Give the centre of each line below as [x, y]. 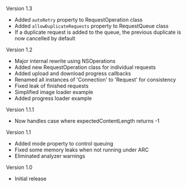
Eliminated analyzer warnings [50, 156]
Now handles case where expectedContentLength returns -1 [87, 121]
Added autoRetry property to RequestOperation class [78, 20]
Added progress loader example [53, 98]
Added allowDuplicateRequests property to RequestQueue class [91, 26]
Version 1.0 [19, 167]
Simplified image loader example [54, 92]
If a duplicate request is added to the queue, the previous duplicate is [98, 32]
